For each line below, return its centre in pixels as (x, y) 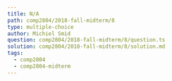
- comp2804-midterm (42, 66)
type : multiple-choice (41, 27)
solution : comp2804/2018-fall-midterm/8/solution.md (86, 46)
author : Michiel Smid (39, 33)
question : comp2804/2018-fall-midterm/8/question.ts (86, 40)
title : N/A (23, 14)
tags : (15, 54)
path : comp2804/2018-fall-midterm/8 (61, 20)
